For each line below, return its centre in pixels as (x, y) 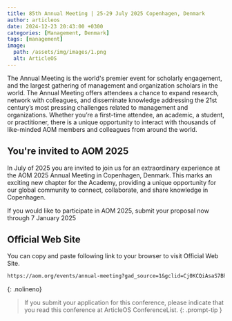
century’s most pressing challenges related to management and (98, 107)
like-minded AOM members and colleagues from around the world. (102, 129)
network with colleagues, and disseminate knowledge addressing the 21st (112, 100)
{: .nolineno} (25, 289)
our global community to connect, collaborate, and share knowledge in (108, 190)
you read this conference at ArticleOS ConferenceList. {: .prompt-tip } (123, 310)
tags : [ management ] (35, 39)
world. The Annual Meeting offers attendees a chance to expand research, (113, 93)
